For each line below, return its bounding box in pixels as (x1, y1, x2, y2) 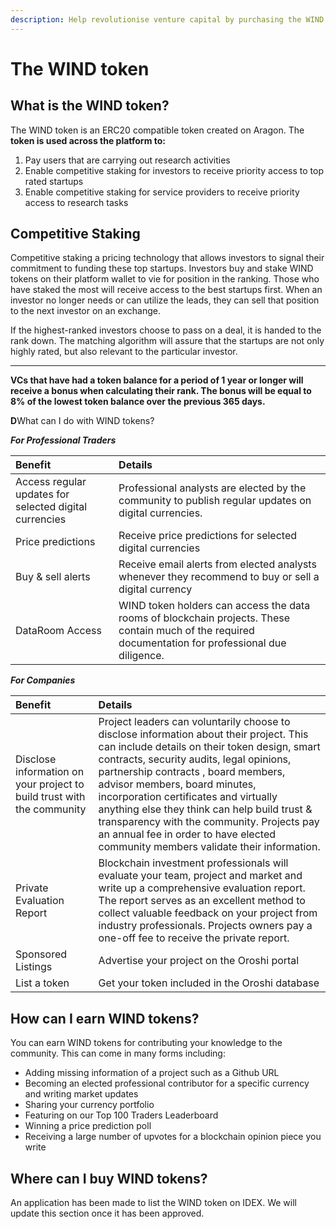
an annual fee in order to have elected (98, 827, 277, 841)
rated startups (24, 175, 84, 187)
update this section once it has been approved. (10, 1207, 205, 1220)
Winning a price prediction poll (24, 1120, 152, 1132)
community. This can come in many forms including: (10, 1047, 226, 1060)
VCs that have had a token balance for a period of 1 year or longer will (10, 374, 304, 386)
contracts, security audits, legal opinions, (98, 752, 292, 766)
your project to (15, 777, 85, 791)
